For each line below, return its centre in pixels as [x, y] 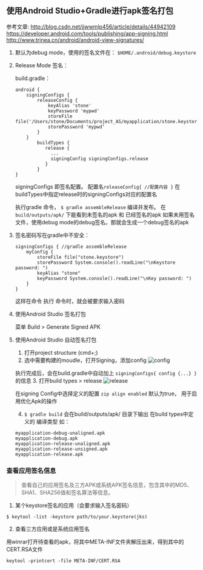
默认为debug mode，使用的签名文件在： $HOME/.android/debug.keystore [105, 52]
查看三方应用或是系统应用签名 [52, 529]
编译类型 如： [53, 421]
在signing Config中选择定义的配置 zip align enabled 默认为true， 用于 [103, 394]
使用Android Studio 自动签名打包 [56, 340]
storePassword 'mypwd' [76, 127]
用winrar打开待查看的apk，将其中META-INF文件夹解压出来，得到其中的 [95, 542]
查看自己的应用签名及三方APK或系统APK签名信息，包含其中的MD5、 [107, 485]
